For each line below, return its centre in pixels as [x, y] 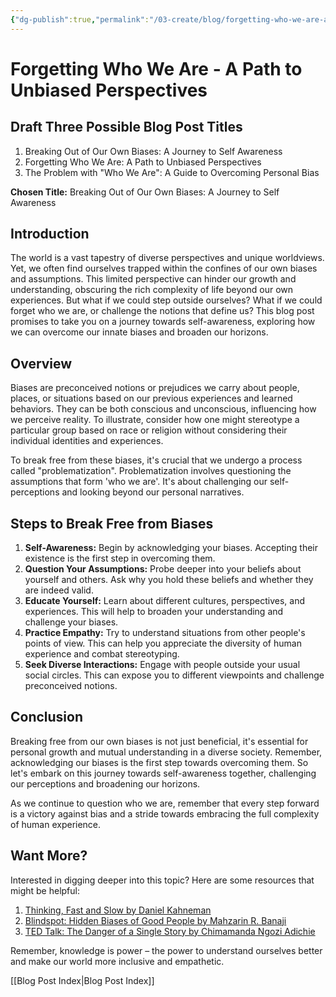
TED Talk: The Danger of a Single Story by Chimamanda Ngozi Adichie [170, 931]
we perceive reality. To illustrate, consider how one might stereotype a [155, 420]
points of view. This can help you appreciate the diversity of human [163, 643]
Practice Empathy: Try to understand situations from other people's [165, 633]
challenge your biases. [71, 622]
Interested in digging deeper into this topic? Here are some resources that [162, 880]
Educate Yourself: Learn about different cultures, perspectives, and [164, 601]
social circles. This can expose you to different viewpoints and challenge [174, 675]
